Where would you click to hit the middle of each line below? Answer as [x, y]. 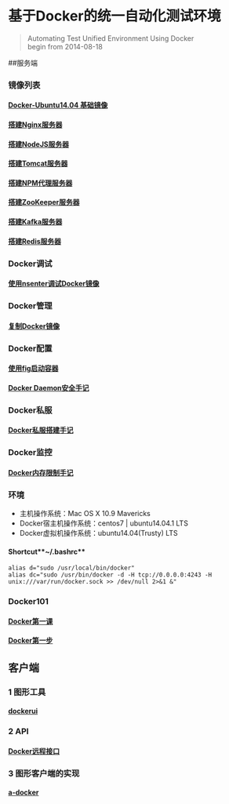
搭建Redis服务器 [35, 241]
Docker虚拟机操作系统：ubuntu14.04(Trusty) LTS [98, 533]
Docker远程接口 [34, 751]
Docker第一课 [31, 621]
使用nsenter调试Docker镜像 [54, 284]
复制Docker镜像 [34, 326]
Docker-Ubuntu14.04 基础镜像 [58, 105]
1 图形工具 [27, 692]
